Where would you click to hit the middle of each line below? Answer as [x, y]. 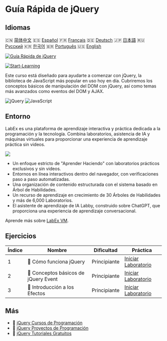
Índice [15, 250]
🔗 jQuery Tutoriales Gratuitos [42, 334]
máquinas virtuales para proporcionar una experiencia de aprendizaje [76, 139]
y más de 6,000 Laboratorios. [42, 200]
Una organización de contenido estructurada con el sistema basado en [85, 184]
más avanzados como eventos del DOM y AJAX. [55, 91]
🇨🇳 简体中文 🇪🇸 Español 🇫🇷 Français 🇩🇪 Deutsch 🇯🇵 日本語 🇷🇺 [75, 40]
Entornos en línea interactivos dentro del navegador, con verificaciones [85, 174]
